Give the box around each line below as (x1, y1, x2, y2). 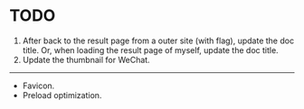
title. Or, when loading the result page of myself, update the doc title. (22, 44, 279, 55)
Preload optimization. (22, 89, 102, 100)
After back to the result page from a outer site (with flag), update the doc (22, 35, 295, 46)
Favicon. (22, 80, 55, 91)
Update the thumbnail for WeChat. (22, 54, 151, 65)
